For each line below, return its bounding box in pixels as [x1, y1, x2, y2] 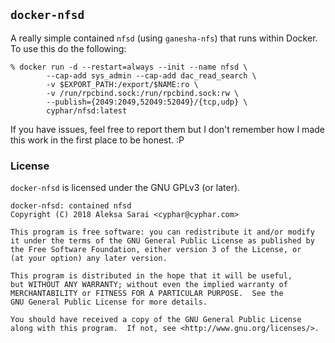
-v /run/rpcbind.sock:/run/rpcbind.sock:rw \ [46, 88, 240, 98]
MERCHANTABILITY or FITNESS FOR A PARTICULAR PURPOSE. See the [10, 289, 284, 299]
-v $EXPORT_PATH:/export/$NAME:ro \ [46, 79, 199, 89]
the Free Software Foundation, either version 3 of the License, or [10, 245, 302, 255]
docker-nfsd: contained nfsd [10, 201, 132, 211]
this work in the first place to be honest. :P [10, 134, 185, 146]
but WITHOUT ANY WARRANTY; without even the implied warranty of [10, 280, 288, 290]
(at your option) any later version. [10, 254, 168, 264]
